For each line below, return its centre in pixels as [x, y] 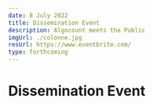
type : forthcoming [38, 52]
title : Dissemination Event [54, 23]
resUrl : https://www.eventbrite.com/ [70, 45]
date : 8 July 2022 [38, 15]
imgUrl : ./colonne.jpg [45, 37]
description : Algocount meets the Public [77, 30]
